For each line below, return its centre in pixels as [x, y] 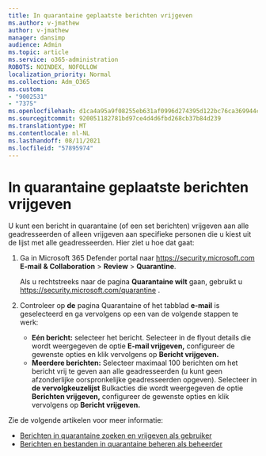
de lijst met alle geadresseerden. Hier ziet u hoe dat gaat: [101, 243]
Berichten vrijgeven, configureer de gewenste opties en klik [130, 397]
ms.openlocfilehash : [42, 112]
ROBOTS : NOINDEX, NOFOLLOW [53, 67]
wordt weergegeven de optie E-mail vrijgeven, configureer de [133, 346]
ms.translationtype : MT [47, 126]
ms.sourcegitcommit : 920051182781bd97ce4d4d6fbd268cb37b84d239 [115, 119]
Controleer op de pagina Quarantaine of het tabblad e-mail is [120, 306]
